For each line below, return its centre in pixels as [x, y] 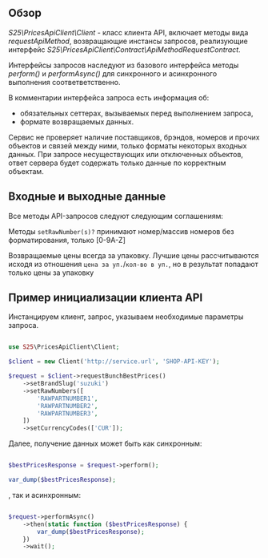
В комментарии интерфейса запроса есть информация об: [109, 97]
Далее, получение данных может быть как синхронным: [105, 443]
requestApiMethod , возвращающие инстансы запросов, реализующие [128, 41]
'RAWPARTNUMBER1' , [68, 398]
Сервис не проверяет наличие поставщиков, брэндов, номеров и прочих [134, 137]
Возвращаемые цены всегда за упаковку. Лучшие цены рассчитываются [134, 255]
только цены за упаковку [51, 273]
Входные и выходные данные [87, 197]
